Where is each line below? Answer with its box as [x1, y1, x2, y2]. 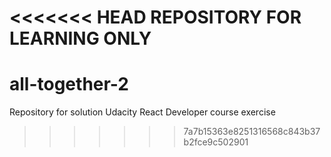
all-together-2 [9, 73, 129, 96]
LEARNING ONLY [9, 27, 152, 50]
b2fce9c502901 [183, 136, 249, 148]
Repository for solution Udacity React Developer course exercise [9, 106, 276, 118]
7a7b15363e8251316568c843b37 [183, 126, 321, 138]
